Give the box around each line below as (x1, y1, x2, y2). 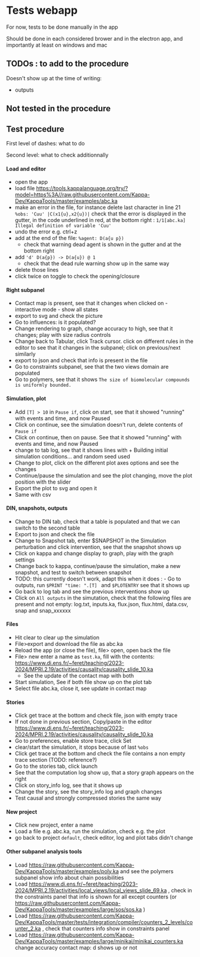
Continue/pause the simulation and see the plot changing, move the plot (14, 472, 193, 479)
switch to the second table (14, 524, 81, 531)
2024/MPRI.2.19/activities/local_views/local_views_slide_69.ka (14, 886, 167, 894)
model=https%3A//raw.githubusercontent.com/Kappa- (14, 191, 150, 198)
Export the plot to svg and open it (14, 484, 97, 491)
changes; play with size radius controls (14, 332, 112, 339)
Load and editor (6, 165, 47, 172)
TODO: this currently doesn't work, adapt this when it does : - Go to (14, 575, 181, 582)
